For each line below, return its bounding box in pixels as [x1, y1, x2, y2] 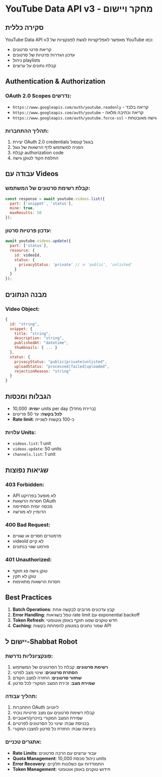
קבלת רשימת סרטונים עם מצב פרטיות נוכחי [12, 710, 95, 716]
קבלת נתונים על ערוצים [12, 63, 57, 68]
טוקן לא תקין [12, 573, 36, 579]
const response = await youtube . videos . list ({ [5, 196, 105, 201]
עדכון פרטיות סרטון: [5, 227, 52, 234]
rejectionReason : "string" [14, 369, 71, 374]
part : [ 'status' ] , [10, 243, 49, 249]
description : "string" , [14, 336, 65, 341]
